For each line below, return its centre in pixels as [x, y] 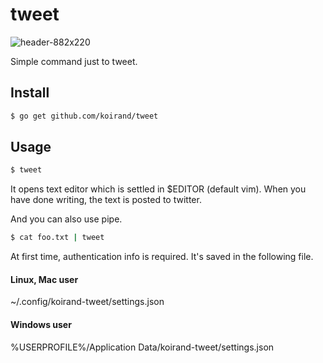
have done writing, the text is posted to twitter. [106, 200]
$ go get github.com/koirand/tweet [84, 116]
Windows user [41, 324]
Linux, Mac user [44, 279]
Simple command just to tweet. [74, 61]
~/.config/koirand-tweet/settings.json [87, 302]
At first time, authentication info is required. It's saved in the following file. [162, 257]
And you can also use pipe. [66, 219]
